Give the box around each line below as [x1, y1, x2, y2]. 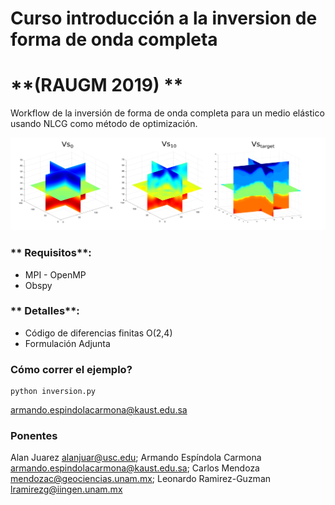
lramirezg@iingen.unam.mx [10, 483, 123, 496]
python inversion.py [10, 387, 97, 397]
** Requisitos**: [10, 246, 92, 260]
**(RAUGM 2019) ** [10, 74, 184, 97]
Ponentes [10, 429, 58, 443]
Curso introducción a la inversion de [10, 7, 318, 30]
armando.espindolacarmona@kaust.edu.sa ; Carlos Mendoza [10, 462, 260, 474]
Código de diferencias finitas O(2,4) [24, 327, 173, 339]
